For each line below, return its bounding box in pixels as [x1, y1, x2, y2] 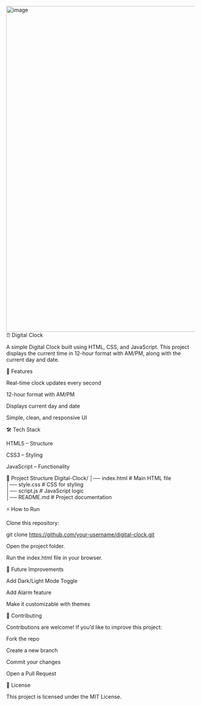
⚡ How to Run [6, 506, 40, 512]
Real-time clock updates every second [6, 380, 102, 386]
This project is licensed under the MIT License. [6, 693, 122, 700]
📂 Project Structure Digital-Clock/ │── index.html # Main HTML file [6, 475, 172, 481]
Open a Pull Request [6, 670, 57, 677]
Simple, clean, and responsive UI [6, 414, 87, 421]
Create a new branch [6, 647, 58, 654]
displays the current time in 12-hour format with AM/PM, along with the [6, 350, 181, 357]
